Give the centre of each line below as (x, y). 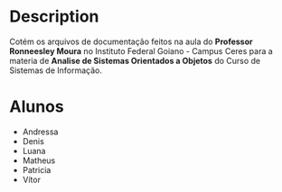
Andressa (40, 132)
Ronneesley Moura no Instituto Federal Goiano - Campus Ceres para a (141, 50)
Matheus (39, 160)
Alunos (37, 107)
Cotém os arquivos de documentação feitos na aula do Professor (131, 41)
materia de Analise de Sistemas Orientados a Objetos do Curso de (135, 60)
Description (54, 17)
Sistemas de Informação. (56, 70)
